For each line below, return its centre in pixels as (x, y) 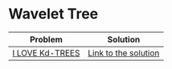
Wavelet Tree (53, 14)
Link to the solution (124, 53)
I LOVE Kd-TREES (46, 53)
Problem (46, 39)
